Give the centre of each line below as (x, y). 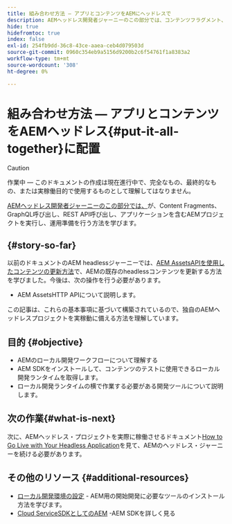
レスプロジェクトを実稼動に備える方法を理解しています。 (100, 318)
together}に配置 (54, 148)
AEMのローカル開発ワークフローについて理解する (88, 360)
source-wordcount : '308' (43, 65)
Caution (18, 168)
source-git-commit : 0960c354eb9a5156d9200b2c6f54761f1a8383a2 (99, 53)
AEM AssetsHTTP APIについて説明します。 (78, 295)
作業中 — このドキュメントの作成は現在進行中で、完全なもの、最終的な (109, 182)
